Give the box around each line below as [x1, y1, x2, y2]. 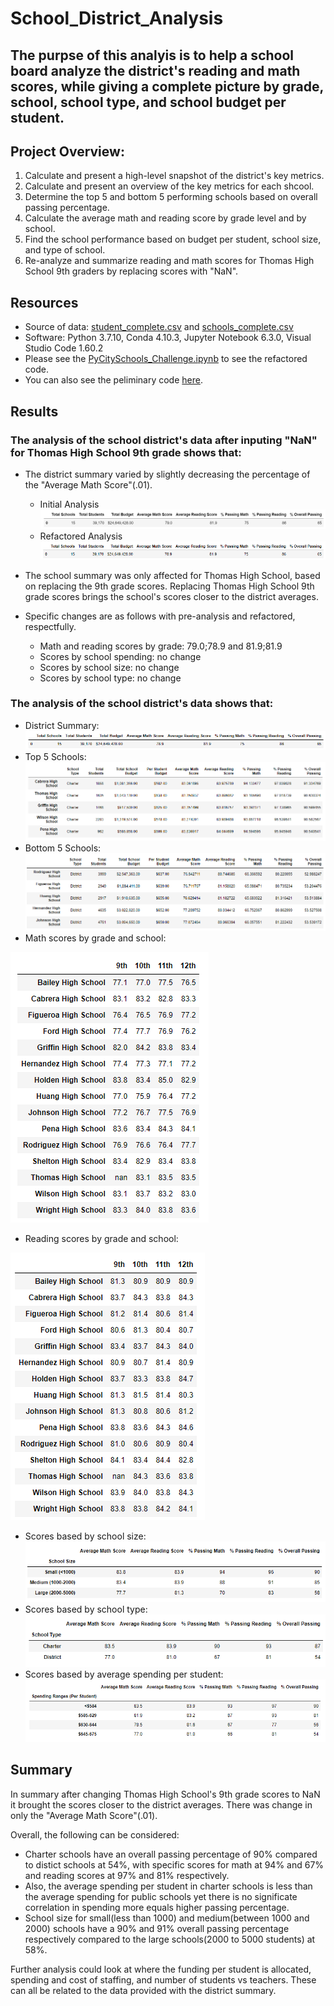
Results [10, 403, 59, 420]
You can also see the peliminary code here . [24, 374, 203, 386]
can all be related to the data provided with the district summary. [10, 1984, 277, 1996]
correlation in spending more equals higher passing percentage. [24, 1901, 290, 1913]
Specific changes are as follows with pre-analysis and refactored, [24, 610, 296, 622]
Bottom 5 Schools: [24, 842, 102, 854]
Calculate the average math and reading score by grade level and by [24, 212, 307, 224]
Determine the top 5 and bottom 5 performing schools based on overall [24, 191, 318, 203]
